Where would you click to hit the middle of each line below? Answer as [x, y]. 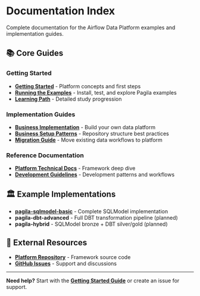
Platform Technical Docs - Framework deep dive [75, 169]
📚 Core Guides [35, 53]
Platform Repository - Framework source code [73, 257]
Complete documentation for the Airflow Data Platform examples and [91, 27]
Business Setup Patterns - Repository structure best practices [92, 133]
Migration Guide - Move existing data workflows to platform [88, 140]
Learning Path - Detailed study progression [68, 99]
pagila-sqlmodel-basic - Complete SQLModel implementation [91, 211]
